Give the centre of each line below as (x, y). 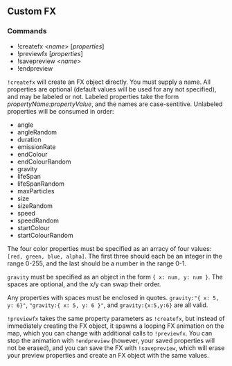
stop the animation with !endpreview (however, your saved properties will (111, 340)
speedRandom (38, 220)
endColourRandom (44, 162)
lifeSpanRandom (41, 184)
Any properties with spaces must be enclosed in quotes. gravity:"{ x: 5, (113, 297)
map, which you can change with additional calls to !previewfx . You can (110, 333)
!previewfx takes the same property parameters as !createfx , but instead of (116, 318)
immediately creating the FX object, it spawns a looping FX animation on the (116, 326)
